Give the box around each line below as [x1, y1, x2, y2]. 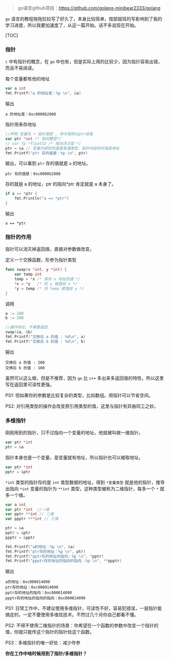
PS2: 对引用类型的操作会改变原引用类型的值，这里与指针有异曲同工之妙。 [5, 403, 159, 409]
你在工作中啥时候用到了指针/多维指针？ [5, 650, 87, 657]
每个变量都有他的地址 [5, 76, 50, 82]
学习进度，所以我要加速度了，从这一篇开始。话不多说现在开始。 [5, 22, 139, 28]
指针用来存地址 [5, 121, 37, 128]
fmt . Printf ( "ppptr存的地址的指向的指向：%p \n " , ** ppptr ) [5, 558, 122, 564]
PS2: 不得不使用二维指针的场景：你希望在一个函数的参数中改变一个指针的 [5, 622, 159, 629]
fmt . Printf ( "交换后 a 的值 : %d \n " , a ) [5, 334, 86, 340]
